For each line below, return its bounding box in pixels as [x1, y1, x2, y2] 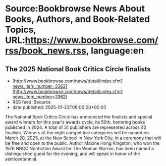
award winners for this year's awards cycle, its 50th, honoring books [5, 119, 145, 125]
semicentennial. [5, 156, 38, 162]
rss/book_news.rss [5, 45, 87, 56]
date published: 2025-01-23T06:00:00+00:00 [12, 105, 107, 110]
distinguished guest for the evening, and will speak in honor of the [5, 151, 140, 157]
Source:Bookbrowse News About [5, 3, 145, 14]
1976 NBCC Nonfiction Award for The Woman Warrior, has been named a [5, 146, 154, 151]
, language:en [86, 45, 144, 56]
